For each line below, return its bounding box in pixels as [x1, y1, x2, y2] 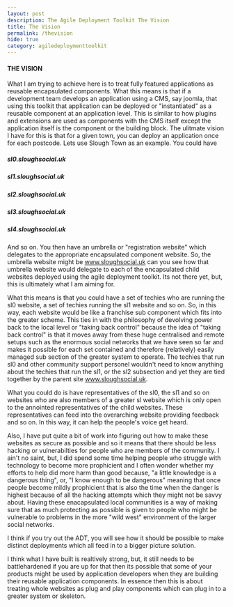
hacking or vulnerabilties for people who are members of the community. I [7, 446, 220, 454]
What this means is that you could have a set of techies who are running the [7, 293, 225, 302]
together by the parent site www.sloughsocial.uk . [7, 374, 148, 383]
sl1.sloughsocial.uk [7, 172, 65, 181]
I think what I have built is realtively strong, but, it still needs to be [7, 555, 195, 563]
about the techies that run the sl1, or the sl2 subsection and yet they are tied [7, 367, 225, 376]
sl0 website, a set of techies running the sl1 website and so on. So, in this [7, 300, 217, 309]
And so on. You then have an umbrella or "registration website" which [7, 243, 207, 251]
